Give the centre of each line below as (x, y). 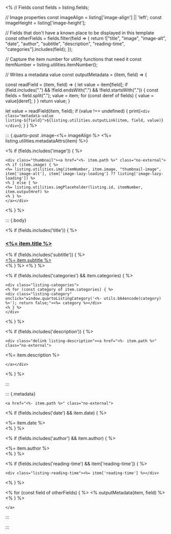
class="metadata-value (29, 116)
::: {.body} (16, 220)
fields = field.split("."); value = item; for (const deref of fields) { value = (80, 95)
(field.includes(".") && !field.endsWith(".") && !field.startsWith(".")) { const (82, 90)
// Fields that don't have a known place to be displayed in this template (80, 33)
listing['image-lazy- (141, 174)
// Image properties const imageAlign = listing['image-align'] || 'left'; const (84, 17)
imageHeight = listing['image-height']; (46, 23)
